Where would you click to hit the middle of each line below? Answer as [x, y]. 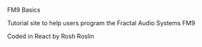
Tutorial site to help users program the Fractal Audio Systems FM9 [101, 23]
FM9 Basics [24, 10]
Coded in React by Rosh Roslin [51, 36]
